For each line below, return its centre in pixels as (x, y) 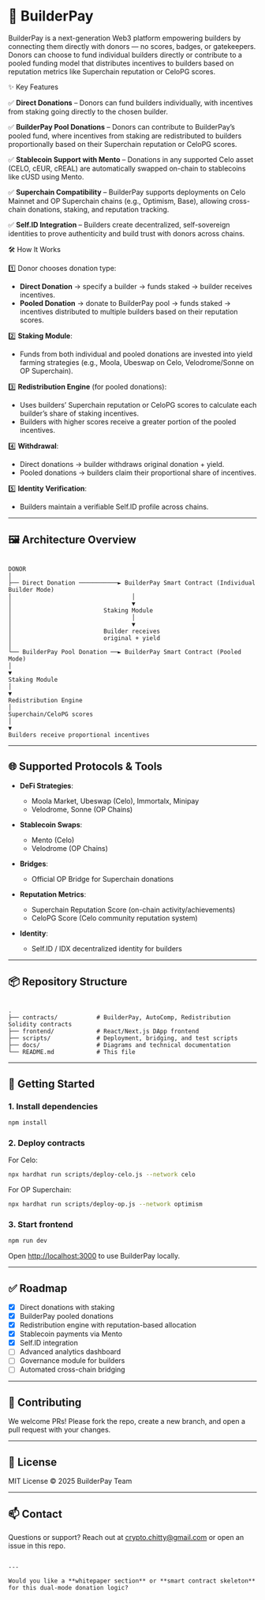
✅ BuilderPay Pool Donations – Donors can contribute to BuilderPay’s (121, 126)
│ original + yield (84, 638)
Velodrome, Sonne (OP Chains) (82, 809)
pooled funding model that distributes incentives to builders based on (121, 63)
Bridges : (34, 864)
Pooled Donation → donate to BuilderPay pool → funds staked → (125, 303)
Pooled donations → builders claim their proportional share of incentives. (138, 472)
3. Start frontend (41, 1224)
